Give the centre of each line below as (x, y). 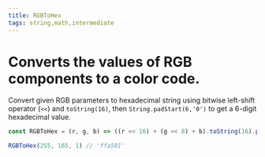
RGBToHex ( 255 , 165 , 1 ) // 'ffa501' (67, 146)
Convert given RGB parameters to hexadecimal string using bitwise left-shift (132, 100)
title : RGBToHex (35, 15)
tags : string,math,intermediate (61, 23)
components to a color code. (104, 78)
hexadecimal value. (39, 117)
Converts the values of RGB (100, 62)
